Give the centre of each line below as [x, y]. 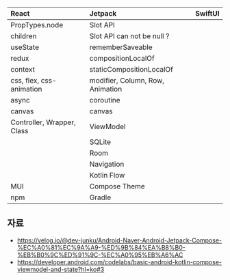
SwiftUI [207, 13]
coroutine [105, 100]
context [23, 69]
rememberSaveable [121, 47]
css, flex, [25, 80]
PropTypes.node [37, 25]
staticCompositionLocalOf [131, 69]
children [24, 36]
